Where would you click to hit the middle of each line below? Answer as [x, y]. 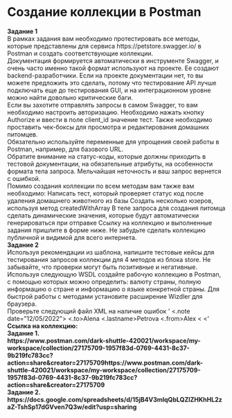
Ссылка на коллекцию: [43, 326]
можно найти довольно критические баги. [70, 97]
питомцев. [23, 134]
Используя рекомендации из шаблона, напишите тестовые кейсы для [111, 252]
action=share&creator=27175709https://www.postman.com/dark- [105, 363]
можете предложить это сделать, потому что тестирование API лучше [112, 82]
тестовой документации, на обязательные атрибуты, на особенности [110, 164]
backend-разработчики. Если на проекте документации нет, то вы [105, 75]
